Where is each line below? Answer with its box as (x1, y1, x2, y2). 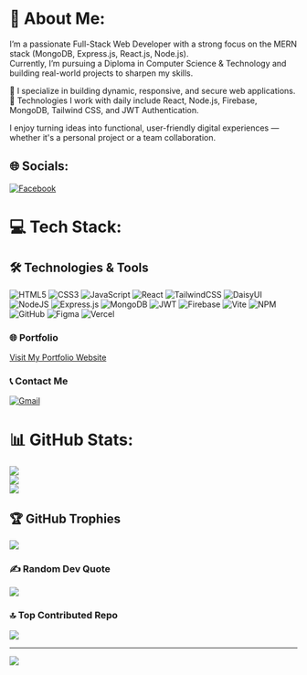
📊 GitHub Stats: (9, 429, 134, 450)
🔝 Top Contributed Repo (9, 609, 119, 622)
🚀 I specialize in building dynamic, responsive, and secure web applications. (9, 85, 296, 96)
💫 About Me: (9, 8, 106, 29)
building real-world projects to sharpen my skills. (9, 68, 194, 79)
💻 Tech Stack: (9, 216, 122, 237)
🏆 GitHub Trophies (9, 511, 122, 526)
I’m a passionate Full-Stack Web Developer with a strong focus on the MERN (9, 38, 298, 49)
